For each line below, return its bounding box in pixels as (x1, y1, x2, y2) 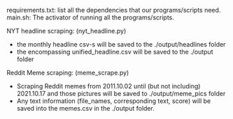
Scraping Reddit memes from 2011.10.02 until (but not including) (16, 82, 201, 90)
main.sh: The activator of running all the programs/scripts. (6, 13, 174, 22)
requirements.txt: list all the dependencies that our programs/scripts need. (6, 6, 221, 14)
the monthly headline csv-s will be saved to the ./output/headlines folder (16, 40, 226, 48)
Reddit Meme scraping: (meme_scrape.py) (6, 69, 129, 77)
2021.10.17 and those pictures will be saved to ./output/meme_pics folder (16, 90, 226, 97)
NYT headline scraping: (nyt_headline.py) (6, 27, 127, 35)
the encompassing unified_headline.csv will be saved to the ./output (16, 48, 213, 56)
